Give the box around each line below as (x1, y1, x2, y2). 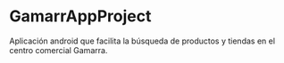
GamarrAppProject (9, 6, 152, 27)
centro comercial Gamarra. (9, 44, 108, 55)
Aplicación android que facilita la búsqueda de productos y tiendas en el (9, 35, 275, 46)
